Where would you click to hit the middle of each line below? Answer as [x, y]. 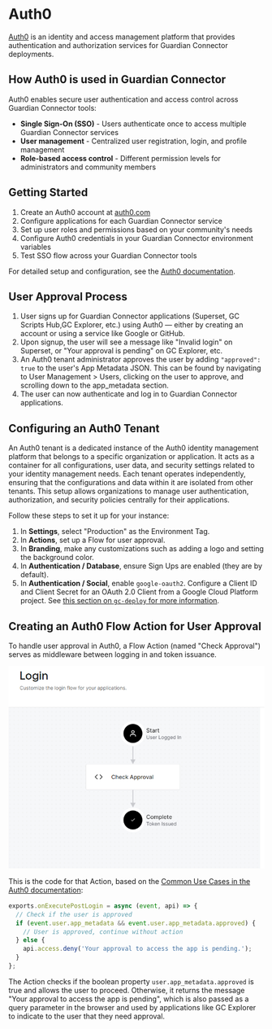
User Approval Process [68, 297]
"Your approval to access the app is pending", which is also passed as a [129, 999]
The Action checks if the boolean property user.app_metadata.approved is [131, 981]
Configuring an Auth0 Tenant [84, 428]
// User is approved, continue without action [103, 932]
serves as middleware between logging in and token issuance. [112, 655]
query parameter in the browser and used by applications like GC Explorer [132, 1007]
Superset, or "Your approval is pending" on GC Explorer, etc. [121, 351]
